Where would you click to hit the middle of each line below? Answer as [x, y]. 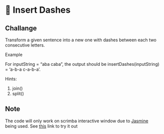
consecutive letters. [25, 45]
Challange [21, 28]
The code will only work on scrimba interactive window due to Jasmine [77, 121]
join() [17, 88]
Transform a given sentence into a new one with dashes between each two [81, 40]
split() [18, 94]
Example [14, 54]
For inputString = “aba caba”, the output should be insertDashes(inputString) [82, 64]
